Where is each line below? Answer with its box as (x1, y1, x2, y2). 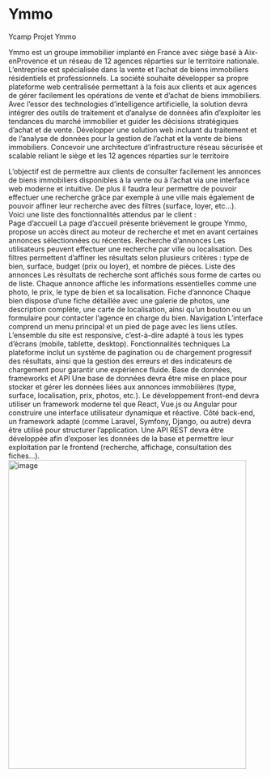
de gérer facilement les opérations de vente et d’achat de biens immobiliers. (8, 90, 262, 100)
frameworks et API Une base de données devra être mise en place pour (8, 373, 248, 383)
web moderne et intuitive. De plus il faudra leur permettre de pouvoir (8, 183, 237, 193)
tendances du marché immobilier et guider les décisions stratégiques (8, 116, 239, 126)
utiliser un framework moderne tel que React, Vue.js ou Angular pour (8, 399, 238, 409)
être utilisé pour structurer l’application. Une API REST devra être (8, 425, 225, 435)
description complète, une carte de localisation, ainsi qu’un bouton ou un (8, 304, 252, 314)
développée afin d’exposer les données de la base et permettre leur (8, 433, 235, 443)
